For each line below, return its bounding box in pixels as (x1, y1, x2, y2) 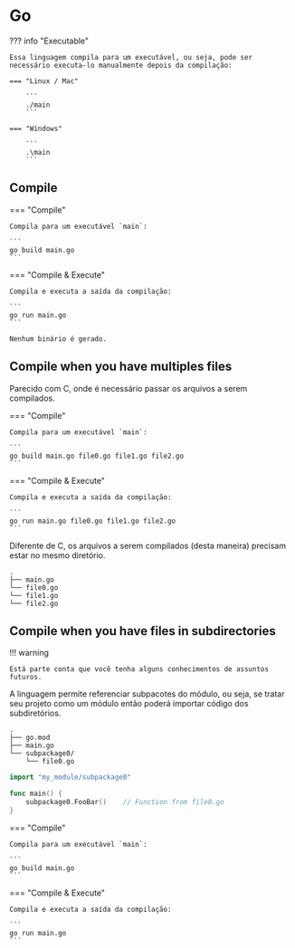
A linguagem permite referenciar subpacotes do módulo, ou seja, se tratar (9, 688, 285, 699)
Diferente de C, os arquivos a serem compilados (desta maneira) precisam (9, 540, 287, 551)
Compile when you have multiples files (9, 359, 233, 374)
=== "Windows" (9, 124, 63, 133)
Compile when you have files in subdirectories (9, 623, 276, 639)
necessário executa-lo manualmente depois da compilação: (9, 61, 233, 70)
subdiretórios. (9, 707, 62, 719)
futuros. (9, 673, 43, 682)
